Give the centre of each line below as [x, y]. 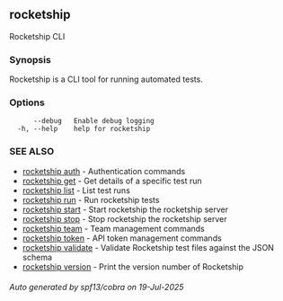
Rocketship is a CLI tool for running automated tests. [106, 79]
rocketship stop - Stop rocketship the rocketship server [124, 218]
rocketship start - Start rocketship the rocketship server [125, 209]
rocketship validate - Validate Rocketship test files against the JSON [148, 247]
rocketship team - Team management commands [113, 228]
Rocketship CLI [37, 36]
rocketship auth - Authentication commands [104, 171]
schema [37, 257]
